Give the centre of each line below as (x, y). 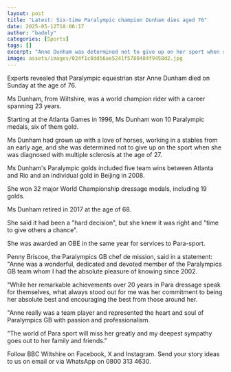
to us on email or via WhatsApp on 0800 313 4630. (79, 361)
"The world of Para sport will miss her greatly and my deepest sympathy (110, 333)
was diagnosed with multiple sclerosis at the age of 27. (85, 154)
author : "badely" (32, 33)
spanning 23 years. (34, 106)
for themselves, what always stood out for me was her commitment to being (115, 292)
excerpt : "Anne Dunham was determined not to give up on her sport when (113, 52)
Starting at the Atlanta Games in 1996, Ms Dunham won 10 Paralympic (106, 119)
